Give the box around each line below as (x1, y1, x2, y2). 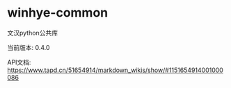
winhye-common (7, 5, 109, 21)
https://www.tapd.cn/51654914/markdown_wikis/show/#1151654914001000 (7, 66, 224, 74)
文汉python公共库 (7, 28, 58, 37)
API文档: (7, 58, 31, 67)
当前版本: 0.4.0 (7, 43, 50, 51)
